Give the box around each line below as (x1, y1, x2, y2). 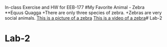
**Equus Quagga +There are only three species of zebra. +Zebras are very (5, 10, 162, 16)
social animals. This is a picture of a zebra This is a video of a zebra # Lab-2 (5, 15, 162, 21)
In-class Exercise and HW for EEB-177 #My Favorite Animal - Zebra (5, 5, 145, 10)
